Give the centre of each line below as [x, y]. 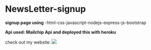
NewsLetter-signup [46, 9]
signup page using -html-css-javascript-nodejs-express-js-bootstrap [76, 23]
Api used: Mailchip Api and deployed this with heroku [61, 32]
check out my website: [28, 42]
